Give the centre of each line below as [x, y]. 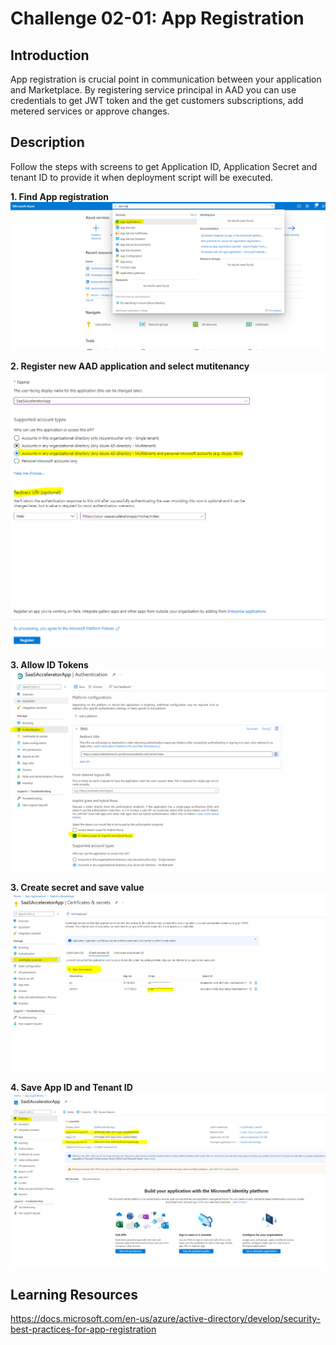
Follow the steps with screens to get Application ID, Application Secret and [164, 166]
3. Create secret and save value [77, 888]
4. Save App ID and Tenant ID [71, 1088]
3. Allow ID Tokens [49, 665]
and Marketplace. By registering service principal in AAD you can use [153, 90]
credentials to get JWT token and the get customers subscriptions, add [157, 100]
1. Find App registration [60, 196]
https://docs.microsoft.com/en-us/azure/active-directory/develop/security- [165, 1318]
